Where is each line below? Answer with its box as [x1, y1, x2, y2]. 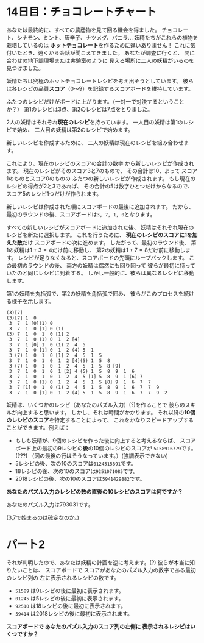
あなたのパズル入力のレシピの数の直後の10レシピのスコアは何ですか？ [6, 488, 183, 495]
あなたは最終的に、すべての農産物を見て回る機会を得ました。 [6, 26, 161, 34]
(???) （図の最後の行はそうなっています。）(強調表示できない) [15, 452, 169, 460]
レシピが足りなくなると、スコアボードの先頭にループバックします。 [18, 254, 188, 261]
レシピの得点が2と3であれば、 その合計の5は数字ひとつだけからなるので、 [6, 182, 193, 190]
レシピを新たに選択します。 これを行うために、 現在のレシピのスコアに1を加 [6, 231, 198, 238]
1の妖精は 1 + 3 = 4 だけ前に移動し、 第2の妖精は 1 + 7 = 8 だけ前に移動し [6, 246, 186, 254]
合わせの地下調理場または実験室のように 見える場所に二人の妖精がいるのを [6, 57, 195, 64]
